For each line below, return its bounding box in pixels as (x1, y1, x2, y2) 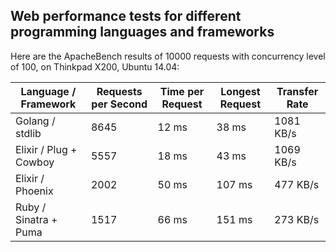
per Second (91, 97, 148, 111)
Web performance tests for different (10, 8, 242, 25)
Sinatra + (15, 212, 58, 226)
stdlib (15, 126, 42, 140)
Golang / (15, 114, 56, 128)
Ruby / (15, 200, 47, 214)
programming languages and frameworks (10, 24, 275, 41)
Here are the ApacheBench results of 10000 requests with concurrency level (10, 50, 326, 62)
